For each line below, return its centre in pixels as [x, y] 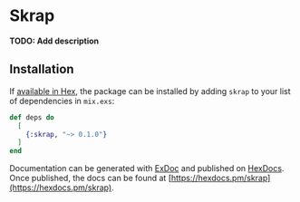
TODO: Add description [54, 41]
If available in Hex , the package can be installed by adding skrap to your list [150, 91]
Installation [42, 69]
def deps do [32, 117]
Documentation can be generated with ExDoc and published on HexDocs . [147, 168]
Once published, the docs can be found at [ [91, 178]
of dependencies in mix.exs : [62, 101]
